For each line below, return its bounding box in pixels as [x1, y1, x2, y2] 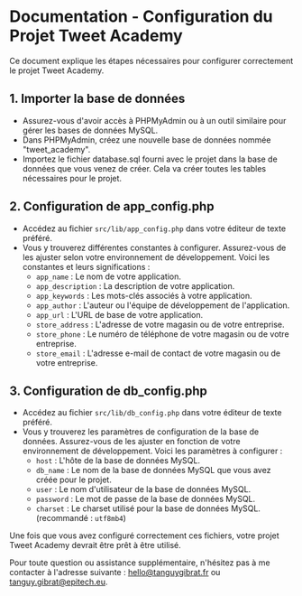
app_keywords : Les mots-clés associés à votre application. [35, 290, 252, 301]
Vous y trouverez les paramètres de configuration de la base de [22, 426, 260, 437]
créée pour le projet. [35, 474, 113, 485]
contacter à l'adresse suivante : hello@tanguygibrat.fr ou [9, 567, 221, 578]
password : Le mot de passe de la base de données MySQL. [35, 494, 256, 505]
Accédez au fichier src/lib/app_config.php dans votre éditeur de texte [22, 223, 287, 234]
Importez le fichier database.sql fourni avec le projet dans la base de [22, 154, 278, 164]
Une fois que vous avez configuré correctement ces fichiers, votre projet [9, 530, 279, 541]
